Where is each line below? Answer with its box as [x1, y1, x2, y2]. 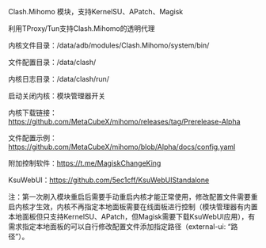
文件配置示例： [8, 133, 57, 143]
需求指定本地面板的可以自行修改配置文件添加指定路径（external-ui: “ [8, 222, 231, 231]
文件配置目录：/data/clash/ [8, 58, 97, 67]
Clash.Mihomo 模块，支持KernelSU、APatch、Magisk [8, 7, 184, 16]
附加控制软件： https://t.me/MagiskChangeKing [8, 158, 161, 168]
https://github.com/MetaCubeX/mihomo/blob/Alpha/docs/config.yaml [8, 142, 236, 151]
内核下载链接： [8, 108, 57, 117]
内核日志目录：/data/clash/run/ [8, 74, 109, 83]
